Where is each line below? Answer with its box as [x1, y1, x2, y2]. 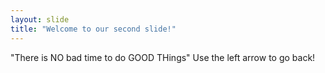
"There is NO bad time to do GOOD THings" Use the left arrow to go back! [10, 51, 316, 63]
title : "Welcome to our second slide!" [10, 24, 177, 34]
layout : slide [10, 14, 70, 25]
